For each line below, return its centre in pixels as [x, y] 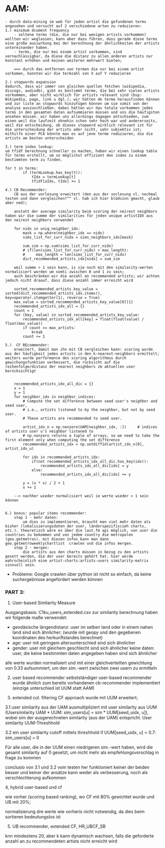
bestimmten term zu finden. [34, 160]
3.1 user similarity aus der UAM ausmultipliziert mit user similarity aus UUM [81, 707]
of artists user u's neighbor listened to [49, 431]
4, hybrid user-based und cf [34, 787]
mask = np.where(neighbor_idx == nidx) [64, 233]
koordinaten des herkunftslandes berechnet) [57, 638]
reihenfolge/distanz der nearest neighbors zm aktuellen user [70, 367]
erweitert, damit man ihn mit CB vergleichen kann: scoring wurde [83, 349]
